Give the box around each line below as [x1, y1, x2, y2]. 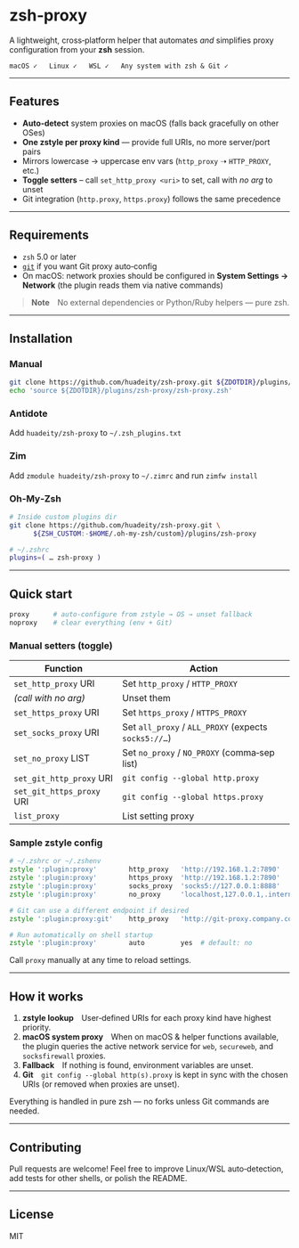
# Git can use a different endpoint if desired [9, 906, 190, 915]
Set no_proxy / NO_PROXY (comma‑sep [122, 746, 276, 759]
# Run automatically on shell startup [9, 930, 153, 940]
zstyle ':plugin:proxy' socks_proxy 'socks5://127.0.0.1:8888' [9, 882, 280, 891]
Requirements [9, 228, 89, 243]
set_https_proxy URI [13, 706, 100, 719]
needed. [9, 1105, 40, 1116]
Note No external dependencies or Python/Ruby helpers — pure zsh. [30, 297, 290, 307]
